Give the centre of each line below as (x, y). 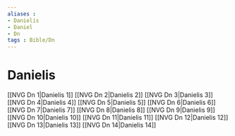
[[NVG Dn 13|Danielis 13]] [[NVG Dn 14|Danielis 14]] (82, 125)
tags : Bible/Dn (31, 40)
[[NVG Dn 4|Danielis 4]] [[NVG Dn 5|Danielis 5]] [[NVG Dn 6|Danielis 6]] (112, 103)
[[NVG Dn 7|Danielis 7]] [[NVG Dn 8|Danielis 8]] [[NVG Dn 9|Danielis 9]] (111, 110)
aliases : (22, 14)
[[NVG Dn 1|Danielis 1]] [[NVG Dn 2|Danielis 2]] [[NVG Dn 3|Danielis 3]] (110, 95)
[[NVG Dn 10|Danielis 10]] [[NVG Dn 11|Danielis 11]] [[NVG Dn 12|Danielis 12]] (118, 118)
